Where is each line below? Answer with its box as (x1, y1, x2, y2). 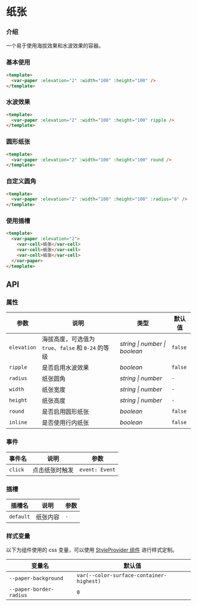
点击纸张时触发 (32, 466, 74, 474)
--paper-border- (9, 586, 55, 593)
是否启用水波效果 (42, 363, 89, 372)
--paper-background (9, 575, 63, 582)
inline (9, 419, 28, 426)
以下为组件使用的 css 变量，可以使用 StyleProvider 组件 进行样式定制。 (6, 547, 178, 554)
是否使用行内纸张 (42, 419, 89, 427)
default (9, 513, 30, 520)
